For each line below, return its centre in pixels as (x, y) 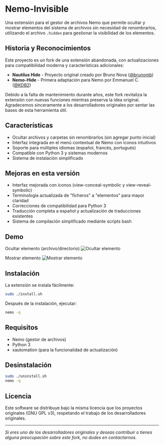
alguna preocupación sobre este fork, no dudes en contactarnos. (71, 437)
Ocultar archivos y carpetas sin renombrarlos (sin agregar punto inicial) (84, 137)
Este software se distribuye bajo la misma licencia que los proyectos (74, 408)
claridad (20, 201)
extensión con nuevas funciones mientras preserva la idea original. (72, 100)
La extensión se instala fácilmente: (40, 285)
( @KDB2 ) (21, 85)
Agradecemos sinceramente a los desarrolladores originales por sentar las (80, 105)
